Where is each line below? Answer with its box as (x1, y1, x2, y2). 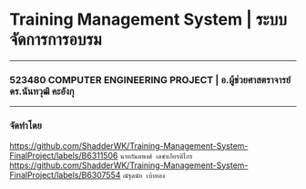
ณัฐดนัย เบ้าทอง (122, 171, 166, 180)
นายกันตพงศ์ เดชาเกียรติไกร (119, 152, 193, 161)
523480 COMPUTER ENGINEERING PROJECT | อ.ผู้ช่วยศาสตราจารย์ (9, 73, 291, 86)
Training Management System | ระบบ (9, 9, 288, 30)
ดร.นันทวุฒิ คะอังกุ (9, 85, 75, 98)
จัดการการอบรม (9, 29, 102, 50)
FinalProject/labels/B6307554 (9, 169, 121, 180)
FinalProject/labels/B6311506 (9, 150, 118, 161)
